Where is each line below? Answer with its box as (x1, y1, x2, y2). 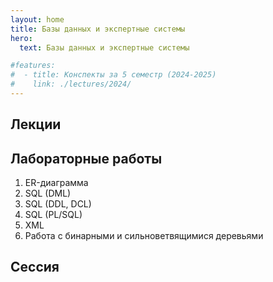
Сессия (10, 259, 60, 276)
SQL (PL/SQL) (24, 209, 83, 221)
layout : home (10, 14, 65, 25)
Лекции (10, 116, 62, 133)
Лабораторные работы (10, 150, 163, 167)
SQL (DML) (24, 187, 72, 200)
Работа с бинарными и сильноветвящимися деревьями (24, 230, 264, 242)
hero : (10, 33, 33, 43)
